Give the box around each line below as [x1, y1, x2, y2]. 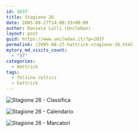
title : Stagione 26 [6, 14, 54, 20]
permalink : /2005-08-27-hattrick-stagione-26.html [6, 42, 134, 48]
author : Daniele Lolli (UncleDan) [6, 25, 92, 31]
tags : [6, 69, 20, 75]
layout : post [6, 31, 38, 37]
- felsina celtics [11, 75, 57, 81]
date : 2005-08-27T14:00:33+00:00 [6, 20, 89, 25]
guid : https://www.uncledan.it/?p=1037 [6, 36, 105, 42]
